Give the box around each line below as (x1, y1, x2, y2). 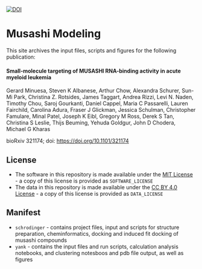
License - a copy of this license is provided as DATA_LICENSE (14, 190, 163, 197)
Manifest (6, 207, 41, 218)
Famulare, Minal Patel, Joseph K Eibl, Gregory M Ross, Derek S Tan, (6, 112, 175, 120)
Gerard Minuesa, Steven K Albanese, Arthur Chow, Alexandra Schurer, (6, 87, 181, 94)
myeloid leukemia (6, 73, 52, 81)
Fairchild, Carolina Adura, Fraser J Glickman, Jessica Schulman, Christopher (6, 106, 196, 114)
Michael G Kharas (6, 126, 51, 133)
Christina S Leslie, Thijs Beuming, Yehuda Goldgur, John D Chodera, (6, 119, 176, 126)
